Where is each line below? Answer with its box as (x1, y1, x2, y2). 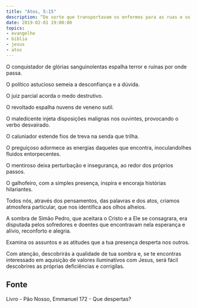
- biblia (6, 36, 28, 42)
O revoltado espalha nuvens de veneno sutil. (6, 104, 114, 111)
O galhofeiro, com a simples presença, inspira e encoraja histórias (6, 179, 166, 186)
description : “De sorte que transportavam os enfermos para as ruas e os (6, 14, 191, 20)
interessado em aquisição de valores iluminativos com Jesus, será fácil (6, 256, 178, 263)
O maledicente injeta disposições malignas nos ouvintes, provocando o (6, 115, 179, 122)
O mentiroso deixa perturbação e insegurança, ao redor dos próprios (6, 161, 173, 168)
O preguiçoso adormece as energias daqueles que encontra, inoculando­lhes (6, 144, 192, 151)
